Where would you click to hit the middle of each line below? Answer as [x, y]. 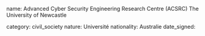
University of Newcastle [37, 15]
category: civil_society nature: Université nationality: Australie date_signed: [101, 27]
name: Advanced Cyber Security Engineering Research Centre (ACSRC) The [102, 9]
